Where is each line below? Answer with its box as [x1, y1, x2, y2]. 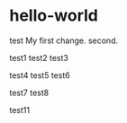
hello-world [9, 5, 99, 26]
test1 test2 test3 [9, 52, 69, 63]
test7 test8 [9, 87, 50, 98]
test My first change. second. [9, 35, 119, 46]
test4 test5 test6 [9, 69, 70, 81]
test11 [9, 104, 30, 115]
